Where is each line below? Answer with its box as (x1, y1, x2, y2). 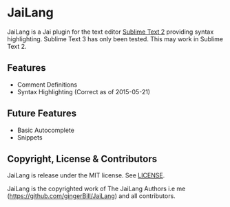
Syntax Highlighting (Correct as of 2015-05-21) (17, 87, 150, 96)
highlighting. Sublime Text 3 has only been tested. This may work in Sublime (7, 34, 224, 43)
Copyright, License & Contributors (7, 153, 157, 164)
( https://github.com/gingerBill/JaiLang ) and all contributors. (7, 192, 176, 200)
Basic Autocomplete (17, 126, 74, 134)
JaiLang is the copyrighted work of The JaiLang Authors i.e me (7, 184, 186, 193)
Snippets (17, 133, 43, 142)
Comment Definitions (17, 80, 78, 89)
